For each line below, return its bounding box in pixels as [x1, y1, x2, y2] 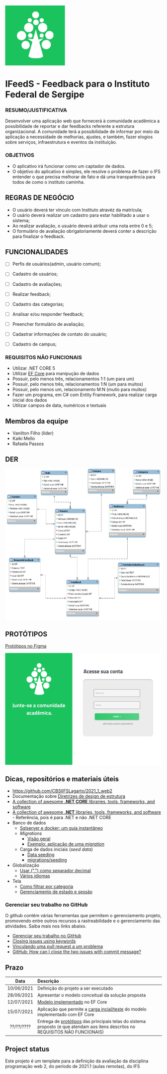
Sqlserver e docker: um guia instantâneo [19, 825, 103, 831]
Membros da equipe [5, 417, 69, 425]
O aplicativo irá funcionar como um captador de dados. [12, 163, 126, 169]
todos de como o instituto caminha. [12, 179, 85, 185]
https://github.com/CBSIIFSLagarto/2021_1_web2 [12, 788, 113, 794]
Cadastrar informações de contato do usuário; [12, 331, 107, 337]
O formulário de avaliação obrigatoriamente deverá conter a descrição [12, 228, 157, 234]
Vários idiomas [19, 873, 51, 879]
